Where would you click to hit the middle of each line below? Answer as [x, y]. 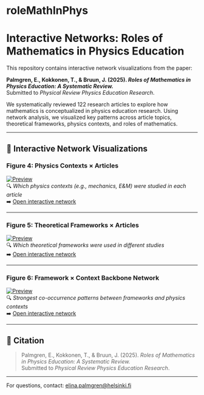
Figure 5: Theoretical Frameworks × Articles [73, 225]
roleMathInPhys [47, 11]
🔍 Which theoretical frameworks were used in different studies [85, 245]
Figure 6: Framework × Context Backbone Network [83, 278]
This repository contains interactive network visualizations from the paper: [99, 68]
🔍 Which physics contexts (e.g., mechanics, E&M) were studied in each [96, 186]
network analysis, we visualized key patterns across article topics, [89, 117]
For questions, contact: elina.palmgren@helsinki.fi [69, 385]
